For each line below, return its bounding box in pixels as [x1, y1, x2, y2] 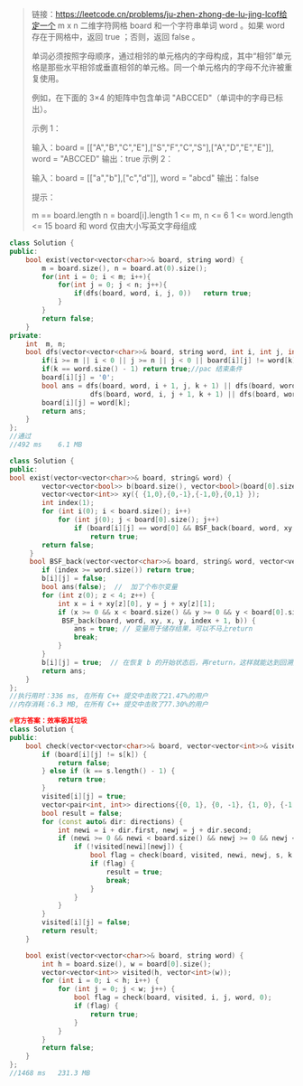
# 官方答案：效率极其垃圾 [9, 716, 87, 726]
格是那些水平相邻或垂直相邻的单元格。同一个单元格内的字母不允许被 [31, 62, 285, 72]
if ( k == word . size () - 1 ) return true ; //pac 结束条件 [41, 365, 243, 374]
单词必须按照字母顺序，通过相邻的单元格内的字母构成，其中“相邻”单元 [31, 51, 292, 61]
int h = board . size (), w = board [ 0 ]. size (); [41, 960, 212, 969]
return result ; [41, 926, 99, 935]
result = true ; [106, 867, 164, 876]
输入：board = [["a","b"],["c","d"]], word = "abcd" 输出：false [31, 173, 260, 183]
